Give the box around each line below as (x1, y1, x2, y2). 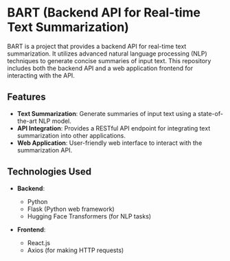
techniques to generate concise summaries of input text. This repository (7, 56, 211, 65)
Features (7, 91, 46, 103)
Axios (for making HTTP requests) (27, 246, 124, 254)
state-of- (198, 109, 223, 117)
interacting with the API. (7, 71, 76, 80)
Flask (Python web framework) (27, 205, 115, 213)
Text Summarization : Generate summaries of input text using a (16, 109, 197, 117)
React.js (27, 238, 50, 247)
